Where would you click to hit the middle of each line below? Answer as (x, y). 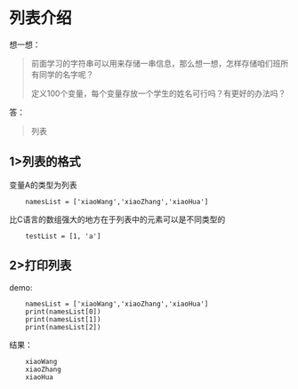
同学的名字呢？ (66, 74)
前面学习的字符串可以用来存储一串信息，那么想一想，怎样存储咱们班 (156, 63)
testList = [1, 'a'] (63, 236)
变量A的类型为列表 (43, 185)
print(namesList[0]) (63, 312)
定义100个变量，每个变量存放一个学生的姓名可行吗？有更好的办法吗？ (158, 93)
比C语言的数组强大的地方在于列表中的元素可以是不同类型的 (117, 219)
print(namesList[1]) (63, 319)
